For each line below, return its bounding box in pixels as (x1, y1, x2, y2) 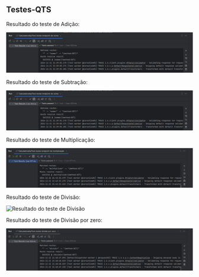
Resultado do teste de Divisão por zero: (6, 217, 102, 224)
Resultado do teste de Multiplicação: (6, 136, 96, 144)
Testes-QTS (6, 5, 52, 15)
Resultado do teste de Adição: (6, 20, 80, 27)
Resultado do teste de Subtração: (6, 78, 88, 85)
